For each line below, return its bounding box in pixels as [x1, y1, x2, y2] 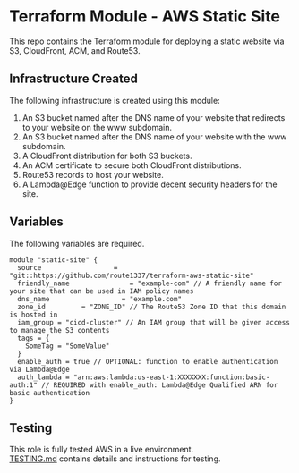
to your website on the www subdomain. [21, 122, 173, 132]
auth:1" [9, 380, 38, 390]
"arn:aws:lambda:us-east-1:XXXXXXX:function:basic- [73, 373, 270, 382]
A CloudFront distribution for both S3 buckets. [21, 150, 192, 161]
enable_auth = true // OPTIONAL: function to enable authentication [17, 357, 278, 366]
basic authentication [9, 388, 90, 397]
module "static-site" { [9, 255, 98, 265]
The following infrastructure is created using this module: [9, 95, 221, 106]
